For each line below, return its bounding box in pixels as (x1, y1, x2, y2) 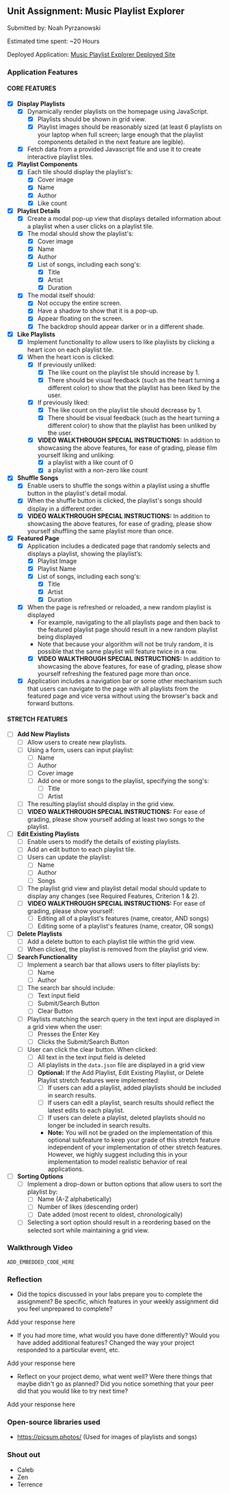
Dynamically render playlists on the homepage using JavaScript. (27, 108, 208, 115)
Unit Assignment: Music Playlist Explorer (7, 5, 185, 17)
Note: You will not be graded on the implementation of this (47, 1129, 213, 1137)
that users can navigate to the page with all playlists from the (27, 685, 200, 693)
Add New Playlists (16, 730, 70, 738)
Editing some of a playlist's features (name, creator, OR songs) (37, 921, 214, 930)
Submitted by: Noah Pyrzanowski (7, 23, 101, 32)
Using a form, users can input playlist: (27, 745, 135, 754)
